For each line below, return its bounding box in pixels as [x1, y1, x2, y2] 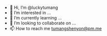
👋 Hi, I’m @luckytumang [9, 5, 58, 10]
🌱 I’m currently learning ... [9, 15, 62, 20]
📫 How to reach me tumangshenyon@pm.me [9, 26, 102, 31]
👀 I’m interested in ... [9, 10, 51, 16]
